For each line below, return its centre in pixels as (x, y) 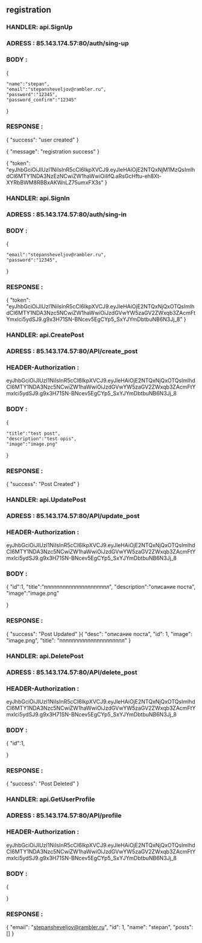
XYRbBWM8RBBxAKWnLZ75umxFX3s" (55, 182)
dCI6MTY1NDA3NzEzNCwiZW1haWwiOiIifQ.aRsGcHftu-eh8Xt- (84, 176)
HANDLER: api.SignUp (39, 27)
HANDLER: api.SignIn (38, 198)
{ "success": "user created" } (43, 140)
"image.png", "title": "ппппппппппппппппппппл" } (69, 640)
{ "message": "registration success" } (53, 151)
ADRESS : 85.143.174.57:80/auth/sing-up (68, 44)
